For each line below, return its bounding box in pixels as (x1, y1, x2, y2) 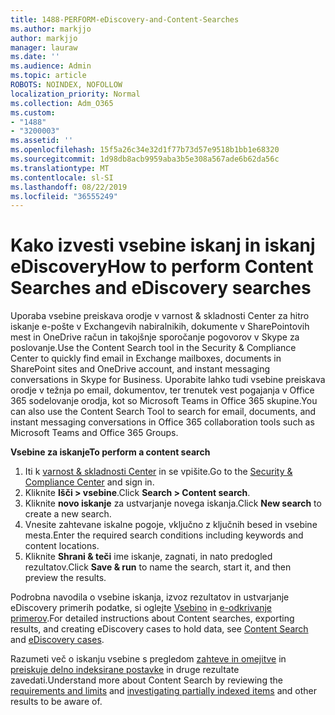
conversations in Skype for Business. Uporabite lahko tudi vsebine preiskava (10, 374, 326, 386)
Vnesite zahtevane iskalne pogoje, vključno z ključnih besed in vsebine (24, 519, 318, 531)
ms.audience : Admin (10, 61, 92, 71)
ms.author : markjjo (10, 24, 92, 34)
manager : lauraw (10, 42, 78, 53)
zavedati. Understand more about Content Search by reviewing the (10, 674, 283, 686)
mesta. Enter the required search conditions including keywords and (24, 529, 304, 541)
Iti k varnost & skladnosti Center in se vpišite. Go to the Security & (24, 466, 293, 478)
